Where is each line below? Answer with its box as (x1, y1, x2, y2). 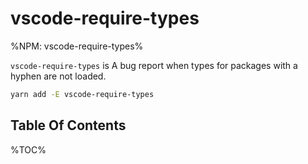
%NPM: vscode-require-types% (10, 40, 144, 52)
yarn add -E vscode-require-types (10, 89, 155, 99)
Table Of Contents (10, 117, 127, 134)
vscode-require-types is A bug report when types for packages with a (10, 59, 298, 71)
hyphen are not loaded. (10, 70, 107, 82)
